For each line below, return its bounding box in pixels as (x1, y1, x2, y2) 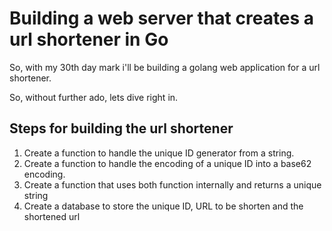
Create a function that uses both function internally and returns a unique (23, 178, 322, 191)
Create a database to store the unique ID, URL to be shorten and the (23, 200, 304, 212)
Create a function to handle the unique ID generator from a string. (23, 147, 295, 159)
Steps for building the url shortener (9, 120, 234, 137)
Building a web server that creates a (9, 7, 315, 30)
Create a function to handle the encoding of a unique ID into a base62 (23, 157, 312, 169)
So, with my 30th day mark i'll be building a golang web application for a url (9, 61, 321, 73)
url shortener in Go (9, 28, 169, 51)
